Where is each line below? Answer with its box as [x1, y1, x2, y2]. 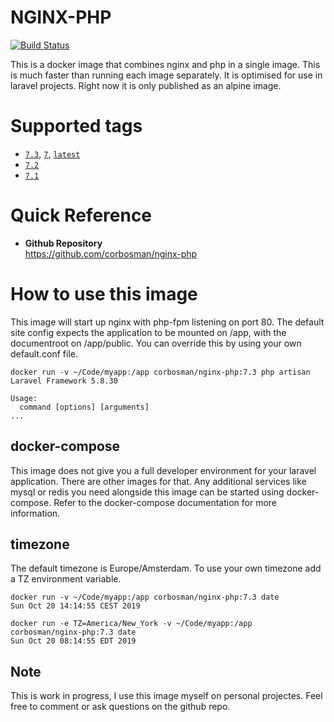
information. [10, 507, 61, 519]
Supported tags [10, 115, 143, 138]
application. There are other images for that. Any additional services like [10, 475, 307, 487]
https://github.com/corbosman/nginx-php [24, 247, 198, 260]
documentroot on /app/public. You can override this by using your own [10, 337, 302, 349]
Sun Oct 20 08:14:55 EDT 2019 [10, 636, 137, 646]
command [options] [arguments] [19, 402, 150, 412]
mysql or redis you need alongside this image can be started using [10, 486, 285, 498]
